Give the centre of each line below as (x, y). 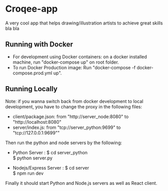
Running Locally (31, 89)
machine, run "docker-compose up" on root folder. (66, 62)
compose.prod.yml (32, 73)
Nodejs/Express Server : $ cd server (51, 168)
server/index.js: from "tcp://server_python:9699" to (67, 127)
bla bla (12, 28)
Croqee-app (32, 9)
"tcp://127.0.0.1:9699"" (36, 132)
